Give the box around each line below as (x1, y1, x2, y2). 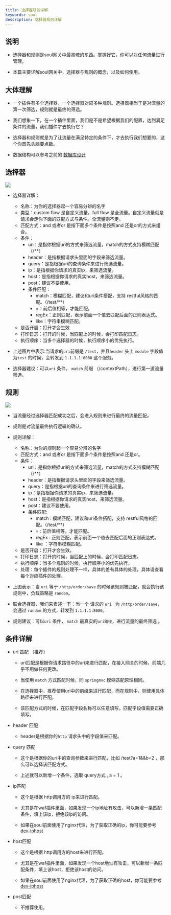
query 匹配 (12, 744, 36, 750)
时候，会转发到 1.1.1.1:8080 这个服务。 (32, 354, 116, 360)
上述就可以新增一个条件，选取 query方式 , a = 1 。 (20, 772, 125, 779)
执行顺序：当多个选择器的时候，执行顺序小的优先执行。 (20, 337, 137, 343)
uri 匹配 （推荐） (12, 649, 48, 655)
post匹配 (12, 894, 32, 900)
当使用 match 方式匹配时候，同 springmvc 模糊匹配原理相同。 (20, 677, 147, 683)
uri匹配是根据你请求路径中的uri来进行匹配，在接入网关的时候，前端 (20, 660, 161, 666)
